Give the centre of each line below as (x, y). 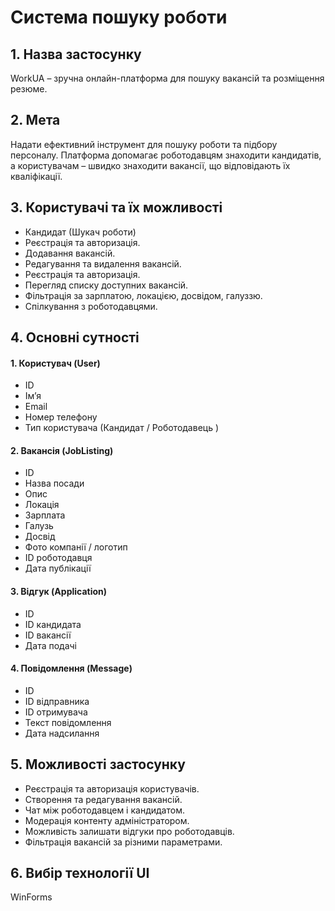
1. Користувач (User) (55, 363)
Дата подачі (50, 645)
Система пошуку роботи (119, 17)
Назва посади (54, 483)
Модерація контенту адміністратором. (107, 820)
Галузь (39, 526)
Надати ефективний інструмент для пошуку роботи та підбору (144, 144)
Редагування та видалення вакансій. (103, 263)
